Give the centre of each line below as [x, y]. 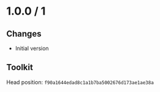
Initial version [32, 48]
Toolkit [20, 67]
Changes [24, 34]
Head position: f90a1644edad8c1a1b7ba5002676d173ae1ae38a [80, 82]
